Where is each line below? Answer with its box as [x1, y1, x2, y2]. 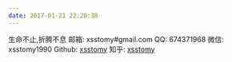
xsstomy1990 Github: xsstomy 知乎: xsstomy [8, 45, 155, 54]
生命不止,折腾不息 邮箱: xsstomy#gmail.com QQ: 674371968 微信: [8, 34, 224, 44]
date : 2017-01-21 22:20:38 [8, 11, 98, 20]
